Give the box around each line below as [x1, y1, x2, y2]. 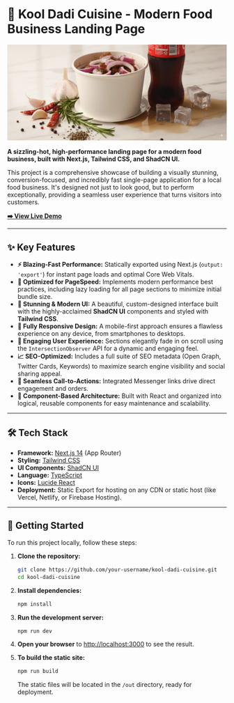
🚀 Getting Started [7, 520, 84, 532]
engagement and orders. [17, 385, 89, 393]
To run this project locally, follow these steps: [7, 538, 137, 546]
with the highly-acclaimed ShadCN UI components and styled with [17, 307, 209, 316]
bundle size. [17, 293, 53, 301]
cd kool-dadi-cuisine [17, 573, 80, 580]
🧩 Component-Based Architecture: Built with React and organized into [17, 392, 221, 400]
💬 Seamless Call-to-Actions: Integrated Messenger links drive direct [17, 377, 216, 385]
